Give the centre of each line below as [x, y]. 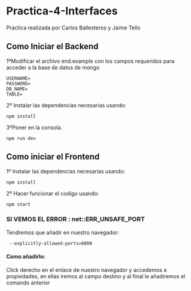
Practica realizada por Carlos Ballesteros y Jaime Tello [73, 28]
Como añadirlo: [26, 257]
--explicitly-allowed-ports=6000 [51, 243]
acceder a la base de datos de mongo [53, 67]
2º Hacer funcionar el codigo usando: [53, 193]
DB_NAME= [17, 89]
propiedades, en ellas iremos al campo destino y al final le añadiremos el [96, 277]
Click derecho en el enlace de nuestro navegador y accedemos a [87, 270]
